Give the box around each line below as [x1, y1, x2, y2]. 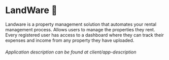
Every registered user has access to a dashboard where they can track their [5, 32, 164, 38]
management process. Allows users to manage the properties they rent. [5, 26, 155, 32]
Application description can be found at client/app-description [5, 49, 137, 55]
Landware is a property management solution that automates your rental [5, 21, 156, 27]
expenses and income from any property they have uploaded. [5, 37, 134, 43]
